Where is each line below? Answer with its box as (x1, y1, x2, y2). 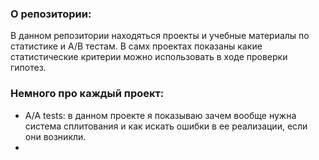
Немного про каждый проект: (10, 87, 165, 101)
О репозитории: (10, 7, 92, 21)
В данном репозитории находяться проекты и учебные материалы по (10, 30, 310, 42)
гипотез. (10, 62, 47, 74)
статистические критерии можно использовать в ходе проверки (10, 51, 288, 63)
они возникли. (24, 130, 87, 142)
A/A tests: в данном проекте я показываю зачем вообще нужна (24, 109, 297, 121)
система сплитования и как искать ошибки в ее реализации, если (24, 120, 308, 132)
